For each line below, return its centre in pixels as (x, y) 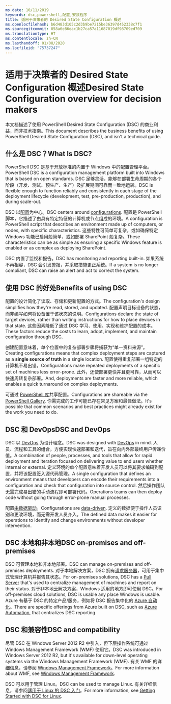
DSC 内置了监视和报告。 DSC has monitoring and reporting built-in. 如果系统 (84, 259)
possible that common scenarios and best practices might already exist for (83, 407)
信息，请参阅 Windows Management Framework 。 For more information (84, 668)
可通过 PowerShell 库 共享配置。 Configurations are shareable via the (77, 395)
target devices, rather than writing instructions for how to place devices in (83, 320)
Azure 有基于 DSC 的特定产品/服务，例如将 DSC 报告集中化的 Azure (76, 600)
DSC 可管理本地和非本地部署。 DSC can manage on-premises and (74, 564)
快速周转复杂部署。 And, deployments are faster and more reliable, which (81, 379)
